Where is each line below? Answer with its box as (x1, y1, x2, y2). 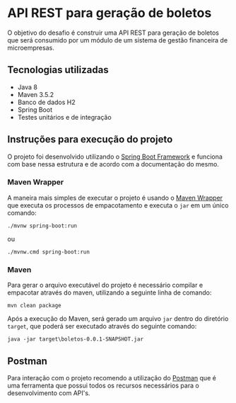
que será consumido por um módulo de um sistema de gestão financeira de (7, 35, 228, 44)
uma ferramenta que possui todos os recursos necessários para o (7, 381, 199, 390)
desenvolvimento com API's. (7, 388, 90, 397)
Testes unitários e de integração (17, 113, 112, 121)
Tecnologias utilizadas (7, 64, 109, 76)
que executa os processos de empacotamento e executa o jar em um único (7, 200, 229, 210)
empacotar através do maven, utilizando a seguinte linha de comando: (7, 288, 212, 297)
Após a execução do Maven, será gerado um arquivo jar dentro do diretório (7, 314, 229, 323)
